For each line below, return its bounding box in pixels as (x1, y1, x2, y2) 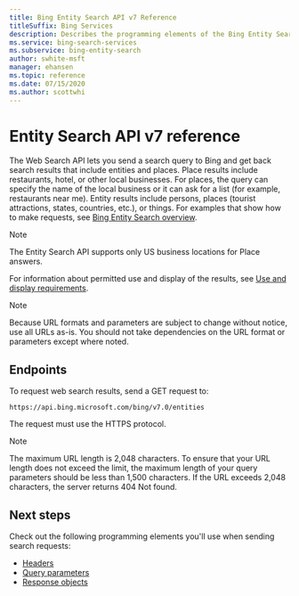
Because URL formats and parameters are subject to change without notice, (9, 317, 287, 328)
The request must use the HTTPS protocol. (9, 419, 166, 429)
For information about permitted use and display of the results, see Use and (9, 274, 287, 284)
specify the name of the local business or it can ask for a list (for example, (9, 184, 281, 194)
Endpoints (9, 362, 68, 377)
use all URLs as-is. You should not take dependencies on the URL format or (9, 327, 286, 338)
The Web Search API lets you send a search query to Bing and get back (9, 155, 271, 166)
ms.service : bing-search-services (9, 37, 138, 47)
